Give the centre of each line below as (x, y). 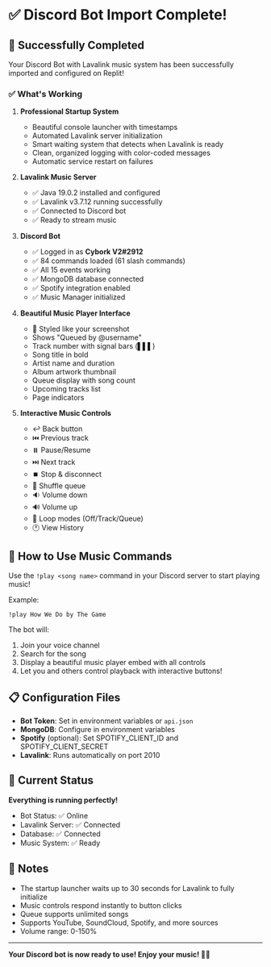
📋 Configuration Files (65, 697)
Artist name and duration (73, 363)
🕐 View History (58, 528)
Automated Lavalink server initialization (97, 136)
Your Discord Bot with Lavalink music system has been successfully (121, 65)
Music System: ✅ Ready (60, 843)
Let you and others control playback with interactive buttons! (121, 671)
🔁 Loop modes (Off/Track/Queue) (88, 519)
